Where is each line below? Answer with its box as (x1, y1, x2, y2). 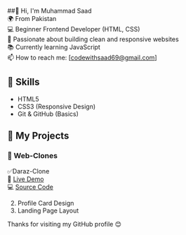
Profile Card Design (17, 199, 74, 207)
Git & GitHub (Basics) (17, 109, 79, 118)
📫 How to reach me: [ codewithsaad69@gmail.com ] (7, 53, 157, 62)
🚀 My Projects (7, 130, 69, 142)
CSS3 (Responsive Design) (17, 102, 96, 111)
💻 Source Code (7, 183, 54, 191)
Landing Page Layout (17, 206, 79, 215)
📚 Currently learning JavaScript (7, 43, 100, 51)
